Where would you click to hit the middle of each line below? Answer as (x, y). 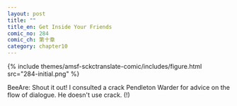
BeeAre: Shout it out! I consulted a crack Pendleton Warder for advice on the (118, 87)
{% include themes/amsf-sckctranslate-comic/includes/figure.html (105, 66)
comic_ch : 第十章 (31, 40)
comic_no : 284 (28, 33)
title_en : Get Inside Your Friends (60, 27)
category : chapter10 (38, 46)
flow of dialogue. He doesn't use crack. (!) (69, 95)
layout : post (27, 14)
